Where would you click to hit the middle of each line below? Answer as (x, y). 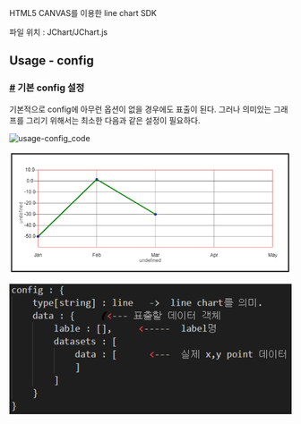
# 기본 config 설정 (47, 88)
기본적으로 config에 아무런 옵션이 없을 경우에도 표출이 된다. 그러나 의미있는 (140, 109)
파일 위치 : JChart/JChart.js (59, 32)
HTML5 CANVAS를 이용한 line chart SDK (83, 13)
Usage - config (52, 61)
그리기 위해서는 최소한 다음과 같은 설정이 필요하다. (113, 120)
